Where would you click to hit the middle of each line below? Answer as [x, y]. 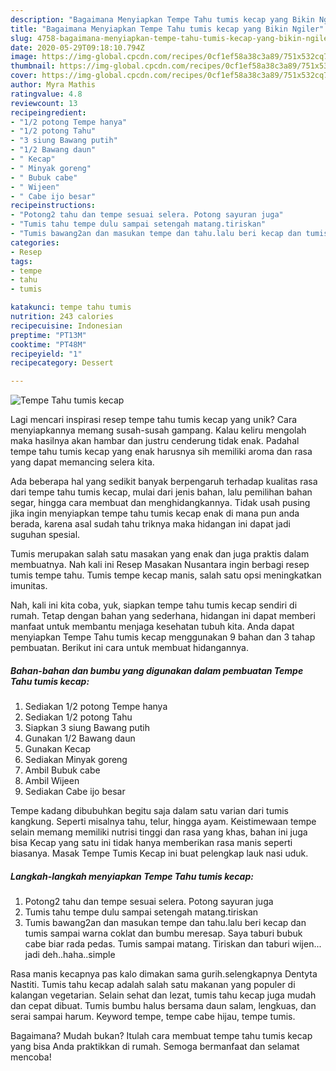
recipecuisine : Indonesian [66, 326]
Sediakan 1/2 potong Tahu [78, 717]
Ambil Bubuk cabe [62, 770]
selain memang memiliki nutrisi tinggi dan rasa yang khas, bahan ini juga [159, 832]
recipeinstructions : [53, 206]
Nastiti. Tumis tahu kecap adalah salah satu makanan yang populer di [153, 985]
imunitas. [29, 586]
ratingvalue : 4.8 [46, 94]
